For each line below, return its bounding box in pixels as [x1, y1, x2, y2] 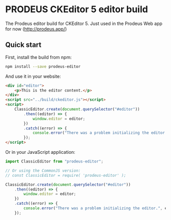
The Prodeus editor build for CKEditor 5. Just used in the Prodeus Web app [5, 20, 163, 26]
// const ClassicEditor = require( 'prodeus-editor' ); [5, 173, 126, 178]
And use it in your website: [5, 73, 61, 79]
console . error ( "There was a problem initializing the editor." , [23, 206, 163, 211]
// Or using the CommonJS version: [5, 168, 81, 173]
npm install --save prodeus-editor [5, 64, 81, 69]
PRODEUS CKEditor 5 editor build [5, 4, 149, 15]
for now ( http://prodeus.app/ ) [5, 25, 67, 32]
